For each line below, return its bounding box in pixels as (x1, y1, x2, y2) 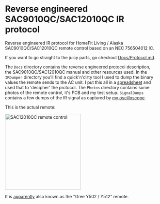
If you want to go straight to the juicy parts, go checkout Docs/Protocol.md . (5, 54, 156, 60)
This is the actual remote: (5, 104, 56, 110)
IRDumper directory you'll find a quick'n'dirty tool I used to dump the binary (5, 74, 154, 80)
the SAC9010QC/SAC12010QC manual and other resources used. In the (5, 69, 147, 75)
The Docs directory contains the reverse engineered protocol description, (5, 64, 151, 70)
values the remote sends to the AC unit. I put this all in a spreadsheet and (5, 79, 151, 85)
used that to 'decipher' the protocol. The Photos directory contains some (5, 84, 150, 90)
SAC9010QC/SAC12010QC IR (5, 14, 125, 25)
